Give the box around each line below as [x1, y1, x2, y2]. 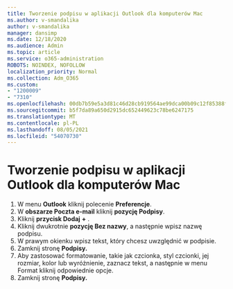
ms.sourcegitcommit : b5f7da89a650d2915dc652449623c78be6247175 [7, 107, 194, 114]
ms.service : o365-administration [7, 55, 104, 62]
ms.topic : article [7, 49, 60, 56]
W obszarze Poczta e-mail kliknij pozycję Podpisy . [17, 207, 165, 216]
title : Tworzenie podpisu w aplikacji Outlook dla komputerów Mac [7, 10, 203, 17]
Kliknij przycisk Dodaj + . [17, 215, 90, 223]
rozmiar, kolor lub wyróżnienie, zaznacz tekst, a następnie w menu [17, 259, 208, 268]
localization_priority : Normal [7, 68, 98, 75]
